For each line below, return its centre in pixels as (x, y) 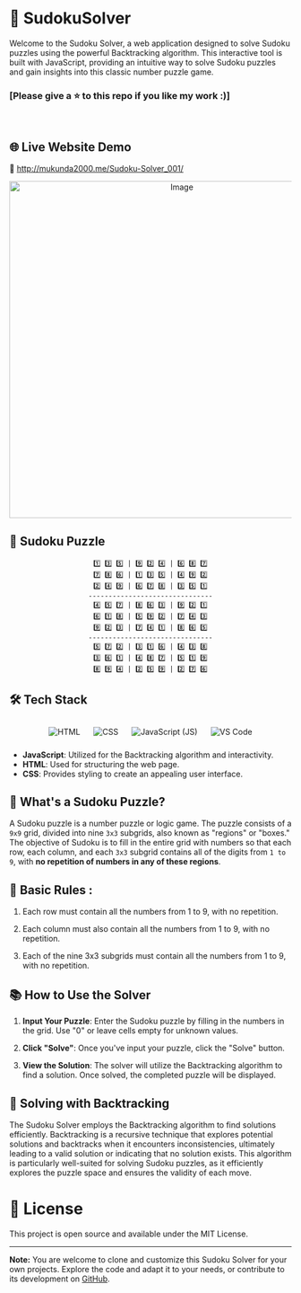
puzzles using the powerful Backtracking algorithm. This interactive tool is (146, 52)
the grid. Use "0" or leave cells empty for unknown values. (130, 1031)
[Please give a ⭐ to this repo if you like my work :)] (120, 95)
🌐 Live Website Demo (70, 147)
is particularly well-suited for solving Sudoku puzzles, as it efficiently (137, 1163)
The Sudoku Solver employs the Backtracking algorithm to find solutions (142, 1125)
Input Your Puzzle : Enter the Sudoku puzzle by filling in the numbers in (153, 1021)
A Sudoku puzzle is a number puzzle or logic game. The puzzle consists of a (150, 824)
